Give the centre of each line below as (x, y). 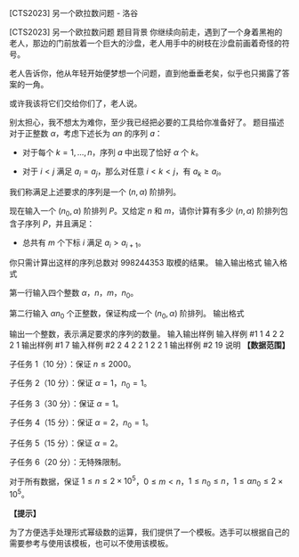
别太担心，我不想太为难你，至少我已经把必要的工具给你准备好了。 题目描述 (147, 122)
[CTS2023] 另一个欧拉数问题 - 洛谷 (74, 13)
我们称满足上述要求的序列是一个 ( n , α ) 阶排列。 (95, 192)
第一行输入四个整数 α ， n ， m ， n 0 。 (74, 294)
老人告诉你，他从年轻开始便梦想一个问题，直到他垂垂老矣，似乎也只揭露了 (145, 73)
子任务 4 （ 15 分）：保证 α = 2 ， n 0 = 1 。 (81, 423)
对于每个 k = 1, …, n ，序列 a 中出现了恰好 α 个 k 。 (113, 152)
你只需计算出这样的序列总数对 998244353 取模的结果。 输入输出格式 (136, 263)
